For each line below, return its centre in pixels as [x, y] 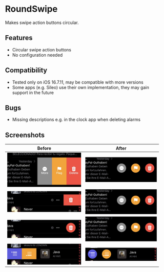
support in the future [33, 92]
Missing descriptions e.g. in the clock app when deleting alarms [76, 120]
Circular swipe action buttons [42, 49]
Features [19, 38]
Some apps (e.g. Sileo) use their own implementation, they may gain [81, 87]
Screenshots [25, 135]
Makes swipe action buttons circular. [42, 23]
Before [44, 148]
